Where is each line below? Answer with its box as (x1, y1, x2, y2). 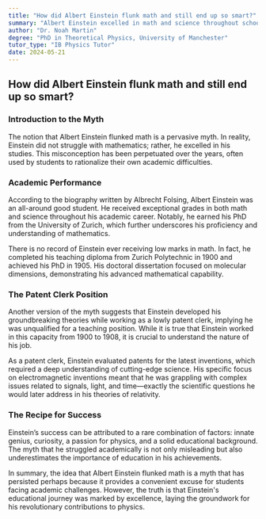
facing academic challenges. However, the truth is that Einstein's (8, 485, 219, 494)
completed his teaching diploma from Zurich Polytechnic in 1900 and (8, 252, 233, 261)
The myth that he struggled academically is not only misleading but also (8, 445, 243, 454)
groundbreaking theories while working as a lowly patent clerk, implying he (8, 315, 253, 325)
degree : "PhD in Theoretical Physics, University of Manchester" (8, 33, 228, 42)
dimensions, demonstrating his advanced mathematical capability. (8, 269, 224, 278)
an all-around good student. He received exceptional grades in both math (8, 203, 248, 212)
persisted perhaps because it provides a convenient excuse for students (8, 476, 245, 486)
